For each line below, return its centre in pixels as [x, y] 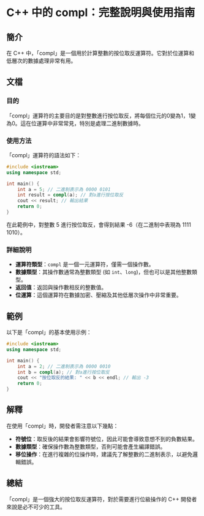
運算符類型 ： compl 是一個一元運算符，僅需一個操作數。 [85, 264]
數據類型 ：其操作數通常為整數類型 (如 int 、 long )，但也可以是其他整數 [104, 272]
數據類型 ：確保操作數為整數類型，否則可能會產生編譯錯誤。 [90, 447]
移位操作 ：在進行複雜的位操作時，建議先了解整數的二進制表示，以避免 [104, 454]
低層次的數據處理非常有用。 [41, 61]
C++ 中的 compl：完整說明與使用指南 [101, 13]
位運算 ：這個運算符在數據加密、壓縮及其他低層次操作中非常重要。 [98, 295]
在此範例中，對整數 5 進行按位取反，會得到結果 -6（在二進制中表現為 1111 [99, 224]
